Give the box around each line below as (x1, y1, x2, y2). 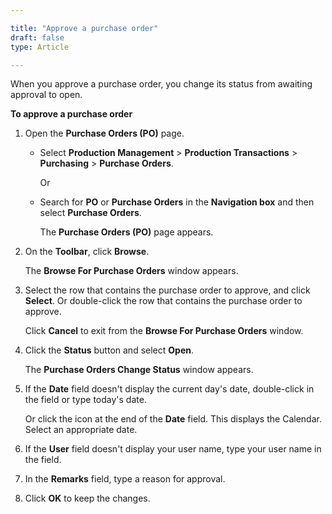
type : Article (10, 42, 70, 52)
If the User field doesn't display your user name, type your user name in (24, 443, 322, 455)
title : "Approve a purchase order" (10, 23, 159, 33)
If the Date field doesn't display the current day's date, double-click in (24, 383, 315, 395)
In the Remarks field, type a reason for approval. (24, 473, 226, 485)
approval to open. (10, 89, 83, 101)
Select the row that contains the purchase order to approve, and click (24, 284, 311, 296)
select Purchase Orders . (39, 207, 142, 219)
